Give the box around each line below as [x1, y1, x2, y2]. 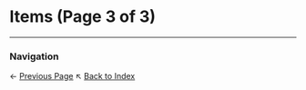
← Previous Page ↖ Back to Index [9, 71, 136, 82]
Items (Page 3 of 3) [9, 6, 157, 27]
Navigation [9, 50, 59, 63]
